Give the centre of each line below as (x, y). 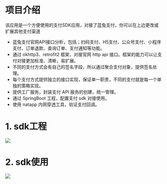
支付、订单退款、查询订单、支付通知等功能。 (58, 48)
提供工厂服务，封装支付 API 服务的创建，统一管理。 (65, 92)
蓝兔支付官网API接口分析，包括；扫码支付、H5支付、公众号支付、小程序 (87, 42)
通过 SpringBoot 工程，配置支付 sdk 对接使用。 (61, 98)
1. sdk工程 (26, 127)
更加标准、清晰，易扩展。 (52, 60)
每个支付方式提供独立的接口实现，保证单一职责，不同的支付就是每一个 (85, 79)
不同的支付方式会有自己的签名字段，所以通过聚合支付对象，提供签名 (82, 67)
